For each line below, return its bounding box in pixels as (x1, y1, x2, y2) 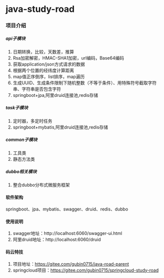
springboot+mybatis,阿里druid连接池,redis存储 (12, 124, 108, 130)
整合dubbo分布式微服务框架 (12, 182, 70, 188)
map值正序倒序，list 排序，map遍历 (12, 73, 85, 80)
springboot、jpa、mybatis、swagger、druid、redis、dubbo (5, 206, 128, 212)
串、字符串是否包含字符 (12, 86, 61, 92)
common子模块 (5, 137, 38, 142)
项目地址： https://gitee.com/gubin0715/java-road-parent (12, 261, 129, 267)
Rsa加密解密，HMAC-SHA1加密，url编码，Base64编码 (12, 55, 124, 61)
